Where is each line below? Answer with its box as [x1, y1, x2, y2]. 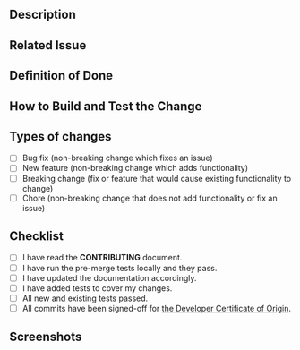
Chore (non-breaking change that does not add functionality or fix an [21, 192, 278, 203]
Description [9, 7, 76, 22]
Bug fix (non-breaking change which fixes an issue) [21, 152, 213, 164]
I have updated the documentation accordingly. [21, 272, 197, 283]
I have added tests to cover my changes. [21, 282, 173, 294]
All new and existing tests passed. [21, 293, 149, 303]
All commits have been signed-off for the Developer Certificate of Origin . [21, 303, 292, 313]
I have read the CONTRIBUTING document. [21, 252, 183, 263]
